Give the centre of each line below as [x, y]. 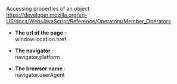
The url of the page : [41, 33]
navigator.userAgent [40, 75]
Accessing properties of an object [48, 9]
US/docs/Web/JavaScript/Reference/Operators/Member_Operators [88, 21]
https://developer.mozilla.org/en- [47, 15]
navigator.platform [37, 57]
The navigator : [34, 51]
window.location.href [41, 39]
